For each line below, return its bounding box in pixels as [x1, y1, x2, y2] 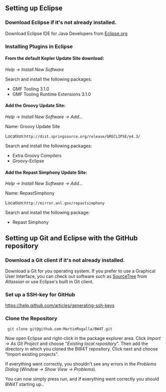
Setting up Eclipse [5, 4, 63, 13]
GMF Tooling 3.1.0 [12, 86, 49, 92]
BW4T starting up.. [5, 381, 44, 387]
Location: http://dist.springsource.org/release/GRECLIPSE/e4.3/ [5, 133, 141, 139]
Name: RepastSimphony [5, 190, 55, 196]
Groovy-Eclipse [12, 158, 44, 164]
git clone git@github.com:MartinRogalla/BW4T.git [7, 326, 113, 331]
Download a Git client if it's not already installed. [5, 256, 125, 263]
